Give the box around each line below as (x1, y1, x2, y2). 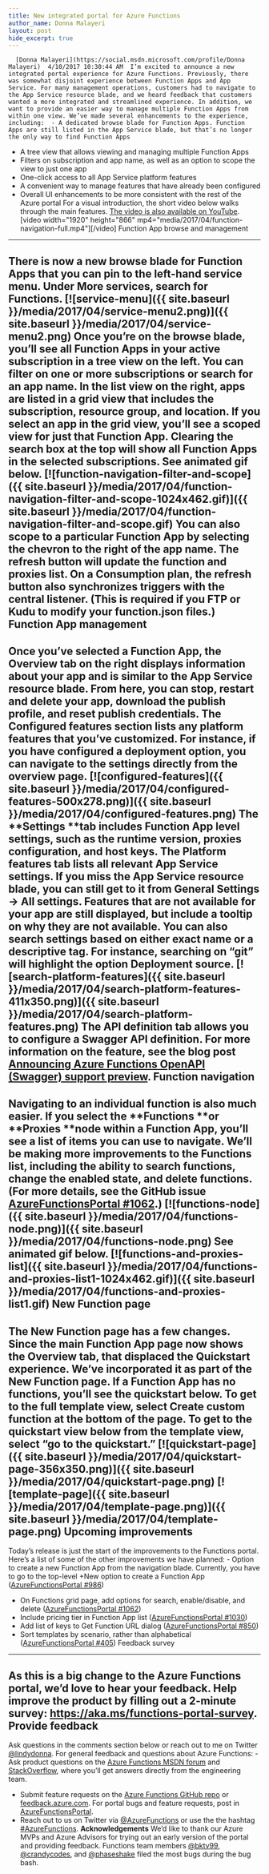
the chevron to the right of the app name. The (8, 542, 239, 556)
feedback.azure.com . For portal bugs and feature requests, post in (19, 1799, 240, 1808)
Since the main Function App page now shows (8, 1337, 244, 1350)
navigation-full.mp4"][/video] (19, 223, 117, 233)
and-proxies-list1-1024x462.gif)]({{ (8, 1273, 192, 1286)
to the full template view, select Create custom (8, 1399, 246, 1414)
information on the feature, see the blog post (8, 1045, 236, 1059)
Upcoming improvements (63, 1525, 194, 1538)
